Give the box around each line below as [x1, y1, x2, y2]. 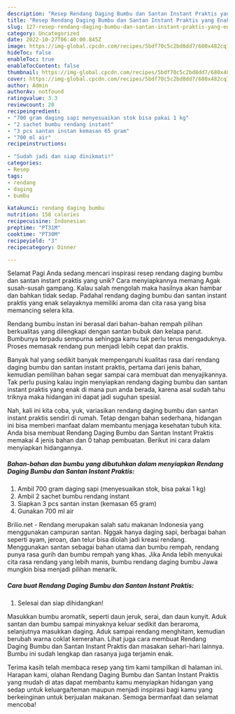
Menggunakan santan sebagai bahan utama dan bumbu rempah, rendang [7, 543, 219, 552]
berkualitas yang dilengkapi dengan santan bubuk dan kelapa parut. [7, 327, 203, 336]
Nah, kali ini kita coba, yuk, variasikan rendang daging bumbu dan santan [7, 407, 218, 415]
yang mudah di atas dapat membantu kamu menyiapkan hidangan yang [7, 678, 213, 687]
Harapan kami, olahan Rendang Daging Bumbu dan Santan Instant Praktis [7, 671, 219, 679]
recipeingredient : [7, 108, 61, 115]
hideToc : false [7, 50, 52, 57]
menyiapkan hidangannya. [7, 444, 83, 452]
